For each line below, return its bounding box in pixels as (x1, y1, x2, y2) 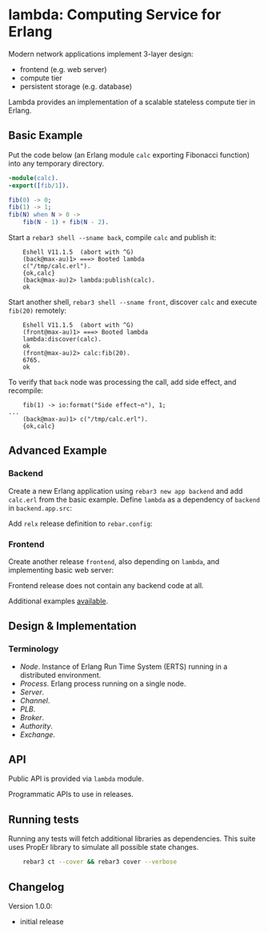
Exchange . (19, 730, 56, 739)
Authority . (19, 721, 54, 731)
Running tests (8, 812, 80, 826)
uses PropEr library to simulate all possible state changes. (8, 843, 199, 852)
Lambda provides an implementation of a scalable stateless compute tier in (8, 97, 256, 106)
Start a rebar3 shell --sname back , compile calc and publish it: (8, 233, 217, 242)
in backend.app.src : (8, 503, 73, 513)
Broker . (19, 712, 45, 722)
